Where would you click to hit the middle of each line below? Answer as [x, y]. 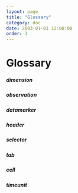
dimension [19, 80]
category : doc [24, 23]
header [15, 125]
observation [22, 95]
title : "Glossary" [29, 17]
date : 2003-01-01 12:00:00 [39, 28]
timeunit [17, 185]
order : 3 [17, 34]
